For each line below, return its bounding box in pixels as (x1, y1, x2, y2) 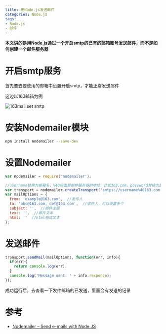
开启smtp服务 (5, 66, 62, 77)
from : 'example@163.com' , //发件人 (9, 197, 83, 201)
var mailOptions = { (5, 192, 48, 197)
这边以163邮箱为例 (5, 93, 43, 99)
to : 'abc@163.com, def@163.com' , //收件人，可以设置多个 (9, 201, 124, 206)
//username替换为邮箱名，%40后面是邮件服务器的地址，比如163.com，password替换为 (5, 183, 159, 188)
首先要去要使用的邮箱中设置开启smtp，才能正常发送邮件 (5, 83, 120, 89)
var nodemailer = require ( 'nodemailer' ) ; (5, 174, 92, 179)
